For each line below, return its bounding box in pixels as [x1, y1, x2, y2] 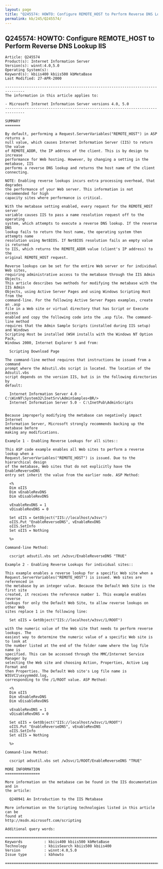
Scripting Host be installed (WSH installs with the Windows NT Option [5, 332, 153, 337]
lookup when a [5, 451, 34, 456]
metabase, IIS [5, 161, 34, 166]
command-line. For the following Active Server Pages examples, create [5, 298, 153, 303]
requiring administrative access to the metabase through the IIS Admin [5, 272, 155, 277]
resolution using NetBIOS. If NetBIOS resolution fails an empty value [5, 238, 153, 243]
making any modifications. [5, 430, 60, 435]
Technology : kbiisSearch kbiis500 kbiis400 [5, 844, 112, 849]
